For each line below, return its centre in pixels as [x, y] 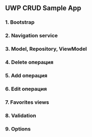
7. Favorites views [27, 102]
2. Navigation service [32, 36]
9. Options [18, 129]
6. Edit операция [26, 89]
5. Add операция [26, 75]
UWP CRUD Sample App [43, 8]
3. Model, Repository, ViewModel [46, 49]
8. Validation [21, 115]
